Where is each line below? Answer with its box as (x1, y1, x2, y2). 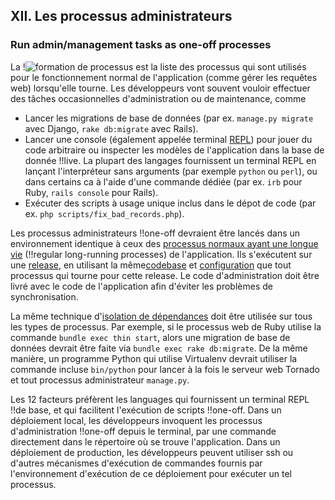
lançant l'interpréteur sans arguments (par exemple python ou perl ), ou (24, 165, 318, 177)
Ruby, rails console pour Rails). (24, 186, 159, 198)
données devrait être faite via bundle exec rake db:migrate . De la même (10, 342, 308, 354)
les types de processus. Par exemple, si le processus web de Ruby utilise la (10, 320, 322, 333)
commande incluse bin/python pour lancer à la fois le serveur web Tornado (10, 363, 320, 375)
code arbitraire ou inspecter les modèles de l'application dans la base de (24, 144, 325, 156)
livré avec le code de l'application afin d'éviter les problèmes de (10, 280, 273, 292)
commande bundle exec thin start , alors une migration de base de (10, 331, 291, 343)
